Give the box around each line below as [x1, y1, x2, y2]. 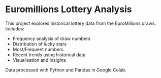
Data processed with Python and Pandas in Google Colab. [5, 67, 127, 73]
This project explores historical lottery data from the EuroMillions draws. [5, 20, 156, 26]
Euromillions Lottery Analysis [5, 4, 132, 15]
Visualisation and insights [12, 57, 66, 63]
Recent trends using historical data [12, 52, 86, 58]
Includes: [5, 25, 24, 31]
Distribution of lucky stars [12, 41, 67, 47]
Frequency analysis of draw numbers [12, 35, 90, 42]
